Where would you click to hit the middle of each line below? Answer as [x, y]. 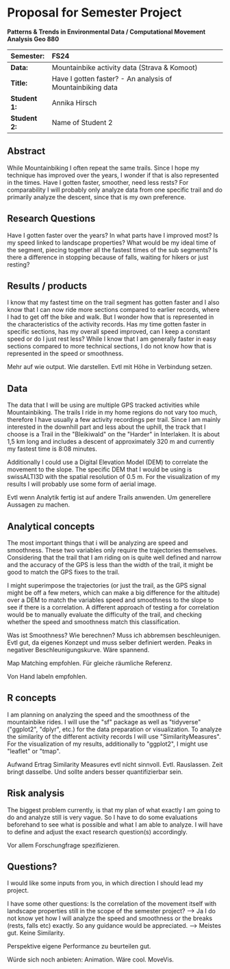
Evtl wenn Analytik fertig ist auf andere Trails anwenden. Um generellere [109, 498]
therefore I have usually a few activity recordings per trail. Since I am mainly [114, 420]
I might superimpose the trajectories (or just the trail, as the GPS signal [107, 585]
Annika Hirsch [74, 102]
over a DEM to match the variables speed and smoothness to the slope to [111, 600]
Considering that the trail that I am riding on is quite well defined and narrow [114, 557]
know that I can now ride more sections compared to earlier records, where [114, 310]
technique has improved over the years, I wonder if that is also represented [113, 175]
